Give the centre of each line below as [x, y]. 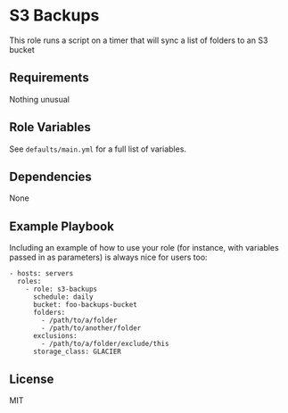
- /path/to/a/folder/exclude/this [105, 344]
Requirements [49, 78]
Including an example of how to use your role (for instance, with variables [144, 248]
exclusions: [55, 336]
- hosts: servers [41, 274]
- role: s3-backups [62, 289]
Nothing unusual [39, 99]
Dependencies [50, 176]
